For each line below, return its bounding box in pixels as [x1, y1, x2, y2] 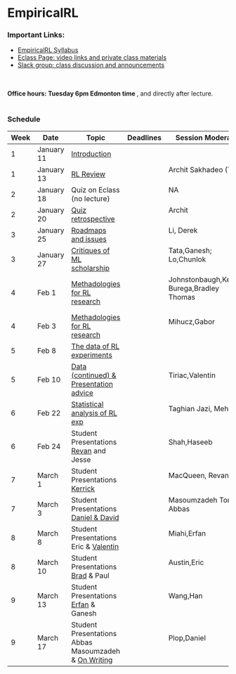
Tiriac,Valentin [168, 370, 216, 380]
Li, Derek [168, 225, 198, 235]
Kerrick [71, 484, 96, 493]
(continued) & [71, 370, 117, 380]
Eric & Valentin [71, 541, 119, 551]
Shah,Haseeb [168, 437, 213, 447]
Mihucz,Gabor [168, 316, 216, 326]
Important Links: [7, 30, 65, 40]
